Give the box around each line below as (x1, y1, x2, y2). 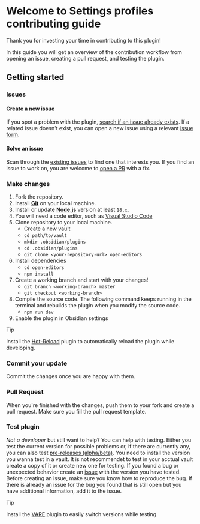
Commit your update (6, 359, 68, 367)
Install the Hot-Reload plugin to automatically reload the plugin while (6, 337, 175, 345)
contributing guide (6, 17, 101, 31)
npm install (23, 271, 54, 277)
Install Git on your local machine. (14, 199, 96, 206)
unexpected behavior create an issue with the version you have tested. (6, 468, 181, 475)
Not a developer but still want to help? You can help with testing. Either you (6, 436, 192, 444)
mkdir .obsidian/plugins (23, 239, 86, 245)
